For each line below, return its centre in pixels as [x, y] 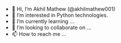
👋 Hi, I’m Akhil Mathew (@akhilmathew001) [63, 9]
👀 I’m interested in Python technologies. [60, 15]
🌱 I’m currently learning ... [43, 21]
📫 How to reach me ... [39, 34]
